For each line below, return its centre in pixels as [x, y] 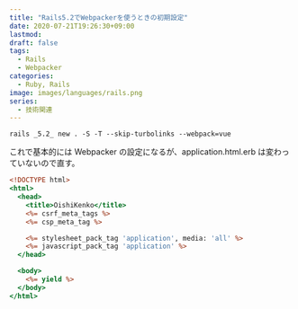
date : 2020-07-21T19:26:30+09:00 [72, 26]
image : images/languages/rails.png [76, 93]
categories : [32, 76]
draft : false [34, 43]
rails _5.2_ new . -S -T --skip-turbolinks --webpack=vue [120, 134]
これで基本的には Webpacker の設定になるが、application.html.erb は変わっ [149, 152]
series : [24, 101]
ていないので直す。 [45, 163]
